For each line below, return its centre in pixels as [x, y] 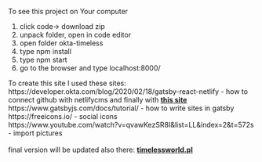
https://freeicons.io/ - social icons [63, 116]
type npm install [45, 51]
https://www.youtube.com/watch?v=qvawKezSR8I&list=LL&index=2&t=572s [131, 125]
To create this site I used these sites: [67, 83]
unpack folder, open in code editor [75, 35]
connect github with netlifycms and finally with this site [98, 100]
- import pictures [35, 133]
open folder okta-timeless [61, 43]
